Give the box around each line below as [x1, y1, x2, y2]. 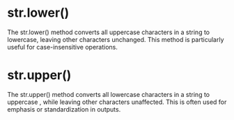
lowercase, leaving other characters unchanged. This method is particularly [7, 35, 224, 43]
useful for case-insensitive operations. [7, 43, 118, 51]
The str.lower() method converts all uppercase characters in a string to [7, 28, 210, 36]
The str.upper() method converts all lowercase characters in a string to [7, 90, 210, 98]
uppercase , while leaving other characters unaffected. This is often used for [7, 98, 227, 106]
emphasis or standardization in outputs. [7, 105, 121, 113]
